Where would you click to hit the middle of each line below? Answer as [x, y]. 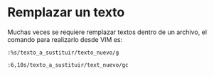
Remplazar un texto [66, 12]
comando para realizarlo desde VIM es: [65, 39]
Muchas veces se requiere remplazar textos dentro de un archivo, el [107, 32]
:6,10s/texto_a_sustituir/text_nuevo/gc [68, 65]
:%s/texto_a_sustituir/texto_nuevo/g [63, 53]
